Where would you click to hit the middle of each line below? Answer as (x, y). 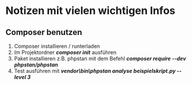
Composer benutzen (44, 32)
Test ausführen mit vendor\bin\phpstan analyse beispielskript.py (95, 71)
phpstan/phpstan (36, 65)
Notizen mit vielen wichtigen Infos (90, 11)
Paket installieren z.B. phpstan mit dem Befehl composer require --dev (100, 59)
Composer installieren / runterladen (57, 46)
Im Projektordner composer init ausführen (65, 52)
